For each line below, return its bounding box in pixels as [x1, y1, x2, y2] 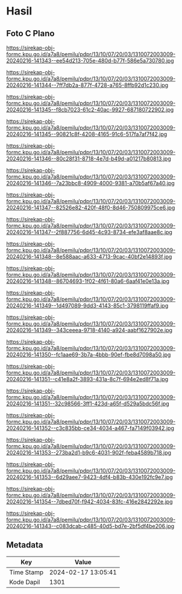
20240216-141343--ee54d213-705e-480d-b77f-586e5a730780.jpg [6, 57, 174, 64]
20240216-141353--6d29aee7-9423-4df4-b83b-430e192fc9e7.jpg [6, 473, 173, 481]
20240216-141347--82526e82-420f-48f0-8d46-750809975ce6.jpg [6, 204, 175, 211]
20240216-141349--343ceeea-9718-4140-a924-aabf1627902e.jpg [6, 327, 173, 333]
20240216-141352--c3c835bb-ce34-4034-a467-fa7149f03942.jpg [6, 425, 175, 432]
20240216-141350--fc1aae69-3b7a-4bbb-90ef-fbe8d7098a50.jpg [6, 351, 171, 358]
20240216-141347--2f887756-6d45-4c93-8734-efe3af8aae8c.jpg [6, 229, 173, 236]
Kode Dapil [9, 578, 40, 586]
